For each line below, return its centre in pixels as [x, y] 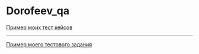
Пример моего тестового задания [49, 44]
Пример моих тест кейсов [39, 27]
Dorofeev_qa [38, 11]
